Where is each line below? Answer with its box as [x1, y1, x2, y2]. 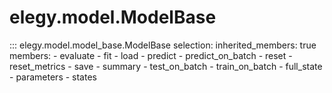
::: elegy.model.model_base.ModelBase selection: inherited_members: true [9, 39, 317, 51]
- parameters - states [9, 71, 97, 83]
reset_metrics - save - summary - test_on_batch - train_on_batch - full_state [9, 60, 323, 72]
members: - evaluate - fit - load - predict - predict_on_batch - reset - [9, 49, 293, 61]
